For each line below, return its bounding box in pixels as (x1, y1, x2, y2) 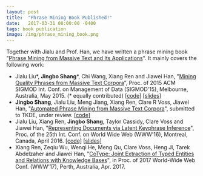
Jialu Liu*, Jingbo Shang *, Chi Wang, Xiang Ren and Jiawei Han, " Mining (15, 73, 196, 80)
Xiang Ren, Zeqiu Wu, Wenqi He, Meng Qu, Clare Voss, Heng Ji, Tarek (15, 144, 190, 151)
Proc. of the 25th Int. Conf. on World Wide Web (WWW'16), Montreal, (15, 131, 188, 138)
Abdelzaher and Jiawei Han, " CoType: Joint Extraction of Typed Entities (15, 150, 195, 158)
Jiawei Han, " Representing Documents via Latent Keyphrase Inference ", (15, 124, 195, 132)
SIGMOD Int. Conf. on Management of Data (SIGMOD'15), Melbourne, (15, 86, 188, 93)
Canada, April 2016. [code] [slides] (15, 137, 102, 144)
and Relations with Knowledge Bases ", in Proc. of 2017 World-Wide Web (15, 157, 196, 164)
